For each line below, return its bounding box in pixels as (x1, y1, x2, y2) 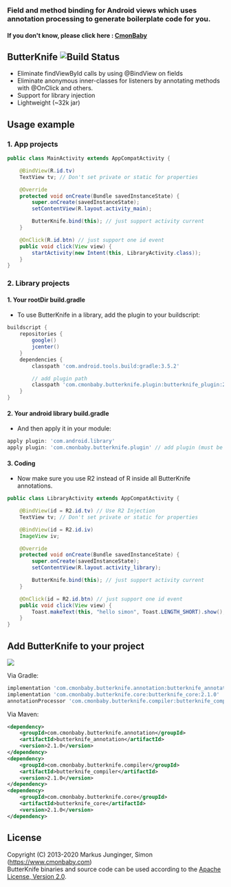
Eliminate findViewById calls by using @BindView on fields (16, 70, 184, 78)
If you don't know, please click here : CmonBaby (7, 31, 148, 39)
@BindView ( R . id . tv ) (19, 167, 76, 174)
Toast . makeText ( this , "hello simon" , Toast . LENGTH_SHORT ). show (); (32, 608, 226, 615)
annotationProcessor (7, 698, 67, 705)
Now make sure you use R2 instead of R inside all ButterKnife (16, 474, 191, 483)
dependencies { (19, 356, 63, 363)
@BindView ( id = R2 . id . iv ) (19, 526, 94, 533)
